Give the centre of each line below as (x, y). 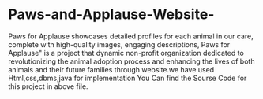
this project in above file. (48, 86)
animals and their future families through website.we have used (111, 69)
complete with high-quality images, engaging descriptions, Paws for (119, 44)
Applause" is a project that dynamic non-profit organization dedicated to (126, 53)
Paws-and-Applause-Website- (111, 15)
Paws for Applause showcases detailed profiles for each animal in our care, (131, 36)
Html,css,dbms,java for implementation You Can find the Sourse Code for (128, 78)
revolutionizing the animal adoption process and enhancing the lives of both (131, 61)
